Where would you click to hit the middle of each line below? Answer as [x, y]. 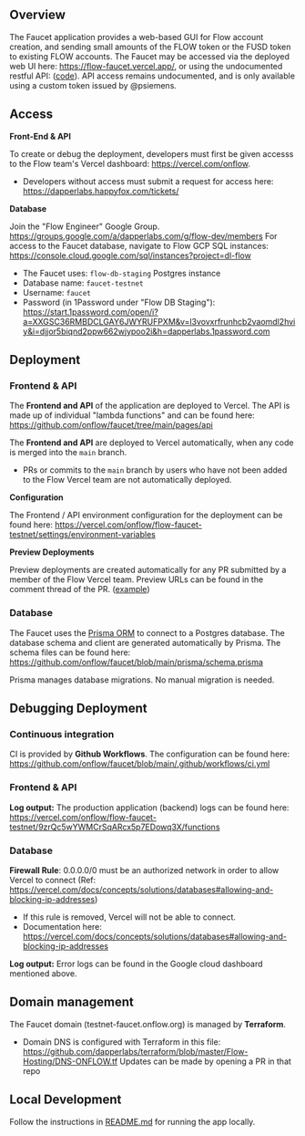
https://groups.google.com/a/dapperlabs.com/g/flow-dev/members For [143, 235]
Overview [38, 15]
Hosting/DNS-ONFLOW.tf [70, 1061]
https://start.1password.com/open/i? [91, 312]
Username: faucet [56, 292]
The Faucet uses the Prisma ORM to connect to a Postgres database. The [147, 632]
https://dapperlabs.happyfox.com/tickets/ [101, 191]
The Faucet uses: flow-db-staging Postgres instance [122, 273]
